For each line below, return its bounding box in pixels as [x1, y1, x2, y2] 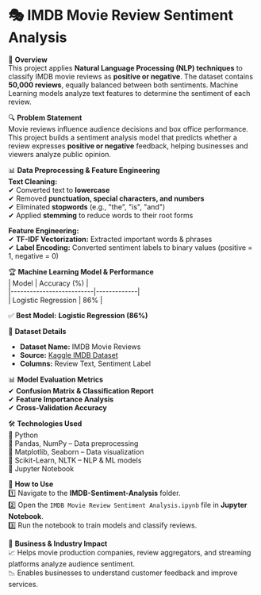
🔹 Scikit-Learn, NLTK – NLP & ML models [8, 455, 142, 465]
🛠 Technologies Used [8, 418, 83, 428]
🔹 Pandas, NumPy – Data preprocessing [8, 438, 139, 448]
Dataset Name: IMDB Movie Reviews [19, 342, 141, 351]
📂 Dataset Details [8, 326, 67, 336]
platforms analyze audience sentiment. [8, 559, 135, 568]
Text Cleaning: [8, 176, 58, 186]
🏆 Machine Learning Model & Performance [8, 267, 155, 276]
